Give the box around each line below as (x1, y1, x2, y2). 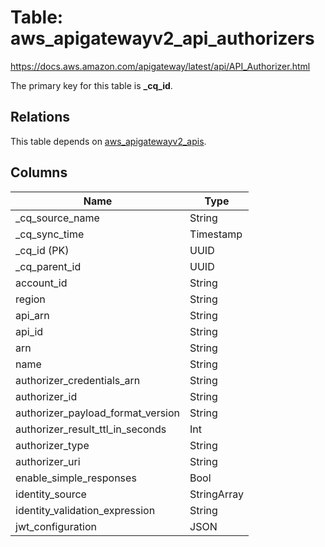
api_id (15, 324, 44, 338)
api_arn (15, 308, 50, 322)
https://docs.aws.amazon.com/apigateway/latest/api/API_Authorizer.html (10, 60, 311, 72)
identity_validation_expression (15, 503, 156, 517)
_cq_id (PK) (15, 243, 70, 257)
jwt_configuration (15, 519, 97, 533)
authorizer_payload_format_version (15, 406, 181, 420)
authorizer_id (15, 389, 78, 403)
